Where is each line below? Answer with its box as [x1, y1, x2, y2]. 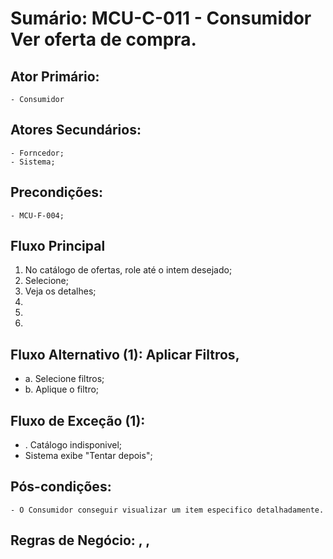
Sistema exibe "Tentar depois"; [24, 450, 153, 462]
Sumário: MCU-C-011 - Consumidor [10, 7, 312, 30]
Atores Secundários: [10, 122, 142, 139]
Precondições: [10, 184, 103, 201]
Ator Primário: [10, 68, 100, 85]
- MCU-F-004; [10, 210, 65, 221]
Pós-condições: [10, 478, 112, 496]
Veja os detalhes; [24, 285, 97, 297]
